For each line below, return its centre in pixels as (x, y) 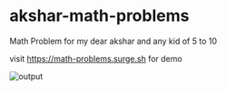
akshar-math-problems (99, 16)
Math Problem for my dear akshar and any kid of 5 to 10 (113, 41)
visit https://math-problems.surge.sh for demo (96, 58)
